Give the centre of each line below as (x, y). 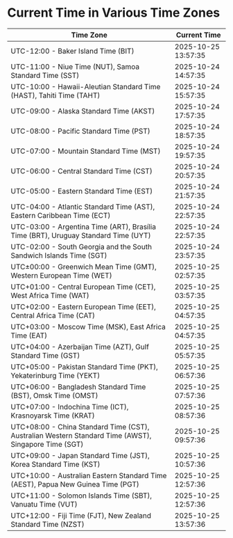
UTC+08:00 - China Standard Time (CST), (80, 427)
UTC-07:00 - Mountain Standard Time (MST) (86, 151)
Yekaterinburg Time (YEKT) (55, 375)
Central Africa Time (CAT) (53, 315)
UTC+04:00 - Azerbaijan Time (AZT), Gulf (80, 347)
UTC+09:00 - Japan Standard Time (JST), (80, 455)
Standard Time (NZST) (48, 524)
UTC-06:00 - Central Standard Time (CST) (81, 171)
